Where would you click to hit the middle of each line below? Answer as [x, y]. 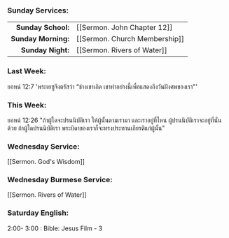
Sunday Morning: [40, 39]
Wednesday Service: [44, 147]
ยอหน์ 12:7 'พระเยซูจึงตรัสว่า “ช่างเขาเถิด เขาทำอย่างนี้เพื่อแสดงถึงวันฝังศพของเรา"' [103, 87]
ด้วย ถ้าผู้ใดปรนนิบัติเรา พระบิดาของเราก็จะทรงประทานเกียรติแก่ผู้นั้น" [86, 128]
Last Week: [27, 71]
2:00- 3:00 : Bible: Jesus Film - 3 [55, 228]
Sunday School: [43, 28]
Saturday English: [38, 213]
